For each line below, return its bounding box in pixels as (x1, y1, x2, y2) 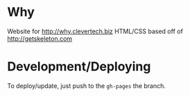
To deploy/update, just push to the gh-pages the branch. (7, 81, 166, 90)
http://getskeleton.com (7, 34, 73, 42)
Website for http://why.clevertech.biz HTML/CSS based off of (7, 27, 184, 35)
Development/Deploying (7, 59, 151, 75)
